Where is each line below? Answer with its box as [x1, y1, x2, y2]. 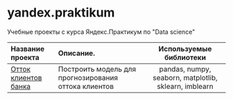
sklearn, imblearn [157, 81, 214, 91]
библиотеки [164, 52, 207, 62]
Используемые [158, 43, 212, 53]
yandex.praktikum [7, 5, 115, 21]
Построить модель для [58, 64, 137, 74]
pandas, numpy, [159, 64, 212, 74]
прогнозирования [58, 72, 119, 82]
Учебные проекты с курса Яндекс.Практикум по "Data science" [7, 28, 196, 36]
